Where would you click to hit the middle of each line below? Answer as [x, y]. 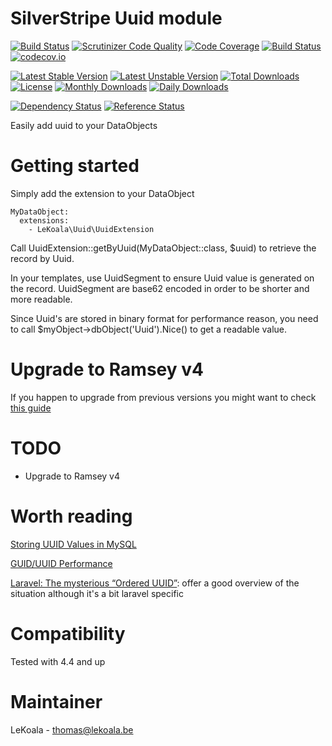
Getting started [75, 166]
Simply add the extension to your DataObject [102, 193]
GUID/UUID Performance [61, 563]
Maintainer [56, 701]
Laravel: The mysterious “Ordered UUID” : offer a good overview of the [155, 583]
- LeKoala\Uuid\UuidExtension [91, 229]
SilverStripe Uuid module [116, 18]
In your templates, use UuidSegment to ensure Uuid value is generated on [162, 278]
